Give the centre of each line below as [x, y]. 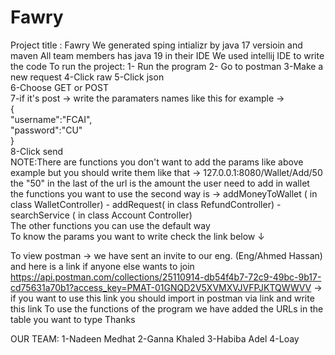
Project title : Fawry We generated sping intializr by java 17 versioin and [156, 45]
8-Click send [37, 151]
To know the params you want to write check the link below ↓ [137, 236]
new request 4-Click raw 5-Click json [87, 77]
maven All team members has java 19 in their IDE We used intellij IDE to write [167, 55]
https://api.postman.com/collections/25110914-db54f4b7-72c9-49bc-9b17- [166, 277]
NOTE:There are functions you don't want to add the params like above [157, 162]
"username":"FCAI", [51, 119]
